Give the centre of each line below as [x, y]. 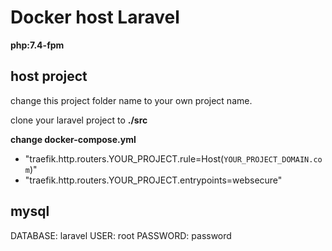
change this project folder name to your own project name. [131, 100]
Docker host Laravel [95, 17]
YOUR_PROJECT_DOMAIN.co [273, 159]
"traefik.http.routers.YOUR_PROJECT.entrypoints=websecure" [153, 180]
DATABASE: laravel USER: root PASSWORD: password [121, 235]
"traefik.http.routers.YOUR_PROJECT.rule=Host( [124, 158]
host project [49, 76]
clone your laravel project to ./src [79, 120]
